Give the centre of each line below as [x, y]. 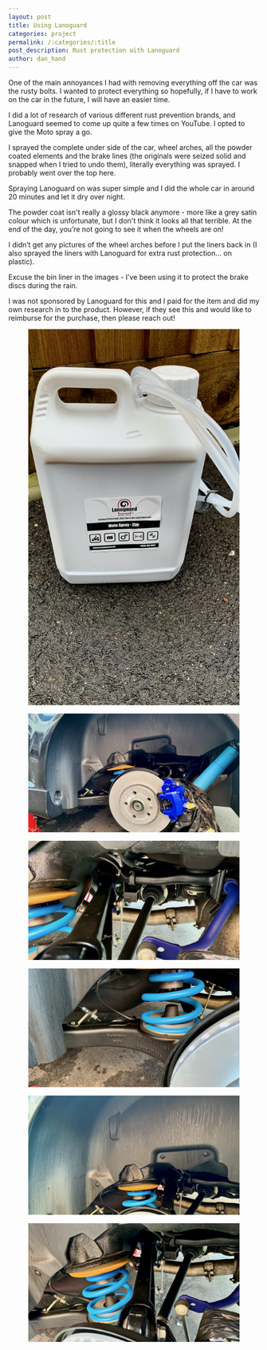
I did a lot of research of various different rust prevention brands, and [122, 115]
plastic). [22, 262]
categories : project [43, 34]
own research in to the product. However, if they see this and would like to [130, 310]
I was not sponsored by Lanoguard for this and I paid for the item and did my [134, 301]
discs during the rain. [43, 286]
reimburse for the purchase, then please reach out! [92, 318]
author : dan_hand [37, 59]
